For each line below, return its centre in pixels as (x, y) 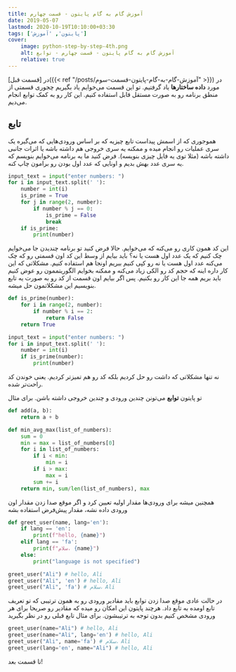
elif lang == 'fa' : (49, 542)
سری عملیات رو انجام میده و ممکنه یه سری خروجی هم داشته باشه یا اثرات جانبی (114, 148)
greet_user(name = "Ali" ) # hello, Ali (63, 628)
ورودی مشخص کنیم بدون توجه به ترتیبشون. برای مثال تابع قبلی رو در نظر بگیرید (112, 616)
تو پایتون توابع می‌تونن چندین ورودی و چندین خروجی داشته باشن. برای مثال (105, 398)
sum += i (46, 482)
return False (64, 318)
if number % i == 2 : (63, 312)
